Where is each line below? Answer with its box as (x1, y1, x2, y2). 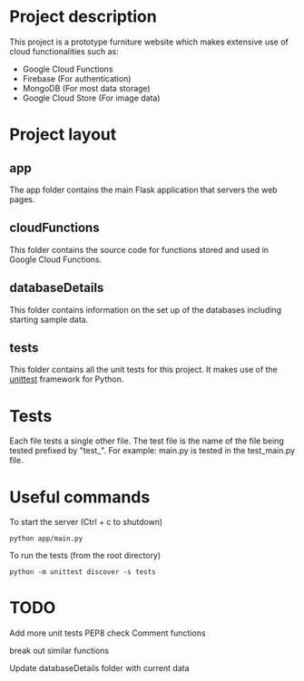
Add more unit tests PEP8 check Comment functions (9, 627, 206, 638)
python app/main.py (9, 534, 83, 543)
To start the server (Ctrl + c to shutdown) (9, 517, 163, 528)
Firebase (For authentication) (22, 73, 132, 83)
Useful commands (9, 487, 151, 507)
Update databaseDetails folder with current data (9, 663, 190, 674)
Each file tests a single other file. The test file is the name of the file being (9, 435, 284, 446)
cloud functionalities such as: (9, 45, 120, 56)
